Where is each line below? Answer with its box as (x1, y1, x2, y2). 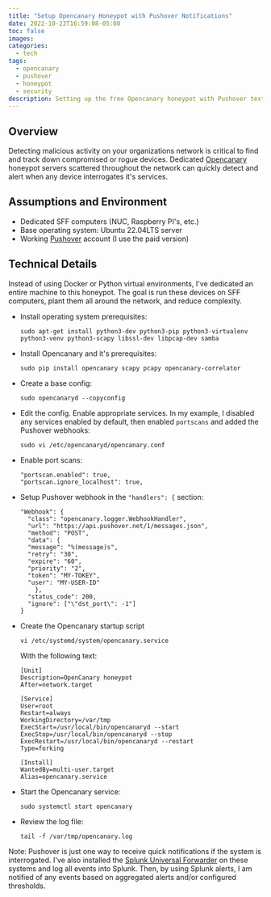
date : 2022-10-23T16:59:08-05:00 (8, 19, 121, 28)
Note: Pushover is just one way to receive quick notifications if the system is (8, 846, 262, 856)
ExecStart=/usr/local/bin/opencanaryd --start (19, 723, 180, 731)
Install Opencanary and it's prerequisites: (19, 349, 157, 358)
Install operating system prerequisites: (19, 311, 148, 321)
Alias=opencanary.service (19, 772, 107, 781)
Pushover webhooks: (19, 425, 90, 435)
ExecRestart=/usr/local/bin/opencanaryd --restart (19, 737, 194, 745)
